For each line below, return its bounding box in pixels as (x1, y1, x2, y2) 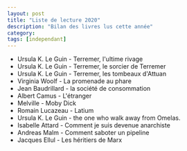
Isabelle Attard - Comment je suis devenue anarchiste (17, 121, 171, 130)
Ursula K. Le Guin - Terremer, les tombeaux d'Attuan (17, 70, 167, 78)
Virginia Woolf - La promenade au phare (17, 77, 132, 85)
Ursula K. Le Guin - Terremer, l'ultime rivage (17, 55, 143, 63)
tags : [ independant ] (7, 36, 67, 43)
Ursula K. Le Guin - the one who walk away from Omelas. (17, 114, 181, 122)
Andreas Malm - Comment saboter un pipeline (17, 129, 150, 137)
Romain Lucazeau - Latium (17, 107, 94, 115)
